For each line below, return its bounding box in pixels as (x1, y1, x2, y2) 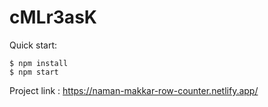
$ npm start (9, 67, 59, 77)
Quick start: (9, 39, 57, 51)
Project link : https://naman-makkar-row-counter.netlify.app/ (9, 84, 259, 96)
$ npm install (9, 58, 69, 68)
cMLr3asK (9, 6, 97, 29)
